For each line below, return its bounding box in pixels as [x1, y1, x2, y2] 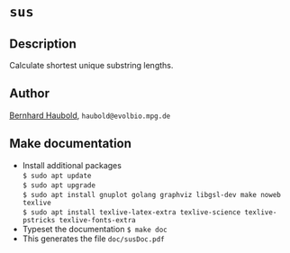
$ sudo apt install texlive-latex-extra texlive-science [22, 207, 241, 217]
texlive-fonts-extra [59, 215, 137, 224]
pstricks [22, 215, 56, 224]
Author [9, 86, 50, 102]
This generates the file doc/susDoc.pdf [22, 233, 165, 244]
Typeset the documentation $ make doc [22, 223, 168, 234]
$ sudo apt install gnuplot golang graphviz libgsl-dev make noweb [22, 190, 281, 199]
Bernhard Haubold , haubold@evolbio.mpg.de [9, 110, 171, 121]
